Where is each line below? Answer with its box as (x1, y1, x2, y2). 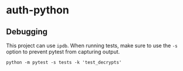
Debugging (6, 27, 48, 37)
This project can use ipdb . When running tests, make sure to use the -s (6, 42, 178, 49)
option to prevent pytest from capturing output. (6, 48, 120, 55)
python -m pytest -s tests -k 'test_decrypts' (6, 59, 122, 65)
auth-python (6, 3, 69, 17)
